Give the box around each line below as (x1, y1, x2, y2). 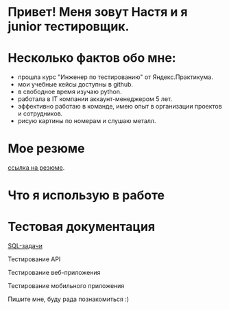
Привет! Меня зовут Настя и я (8, 4, 188, 20)
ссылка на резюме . (8, 164, 65, 172)
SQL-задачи (8, 242, 43, 250)
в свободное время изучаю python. (17, 87, 122, 96)
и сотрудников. (17, 109, 63, 118)
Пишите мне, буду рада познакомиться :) (8, 295, 130, 303)
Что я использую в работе (8, 188, 165, 203)
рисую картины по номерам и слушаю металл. (17, 117, 156, 125)
